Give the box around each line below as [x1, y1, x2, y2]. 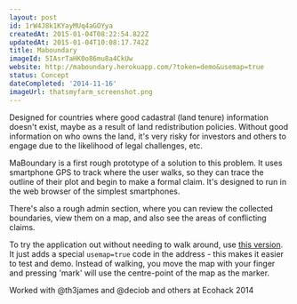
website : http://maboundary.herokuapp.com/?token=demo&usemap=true [9, 63, 265, 72]
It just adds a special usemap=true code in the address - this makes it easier [9, 248, 285, 259]
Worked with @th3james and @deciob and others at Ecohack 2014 [9, 284, 254, 295]
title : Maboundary [9, 46, 77, 55]
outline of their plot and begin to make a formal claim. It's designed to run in [9, 176, 287, 187]
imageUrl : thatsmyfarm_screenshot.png [9, 87, 153, 96]
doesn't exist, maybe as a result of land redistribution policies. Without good [9, 121, 289, 132]
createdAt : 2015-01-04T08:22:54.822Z [9, 29, 149, 38]
